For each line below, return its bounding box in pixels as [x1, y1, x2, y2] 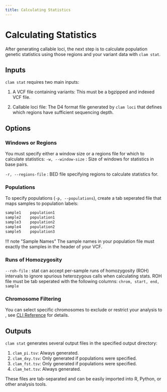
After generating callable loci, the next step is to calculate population [5, 46, 147, 52]
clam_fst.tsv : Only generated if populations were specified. [12, 361, 137, 367]
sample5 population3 [5, 229, 55, 234]
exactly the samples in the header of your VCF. [5, 243, 103, 250]
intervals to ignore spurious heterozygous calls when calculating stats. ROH [5, 273, 162, 279]
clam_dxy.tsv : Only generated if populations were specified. [12, 355, 137, 361]
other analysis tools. [5, 381, 47, 387]
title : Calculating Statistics [5, 7, 71, 13]
